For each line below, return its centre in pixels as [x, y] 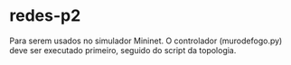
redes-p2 [45, 16]
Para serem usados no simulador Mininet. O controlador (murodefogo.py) [146, 41]
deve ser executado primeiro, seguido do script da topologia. [123, 50]
